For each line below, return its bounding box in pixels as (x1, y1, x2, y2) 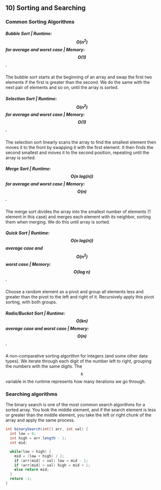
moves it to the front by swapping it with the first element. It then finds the (5, 144, 154, 150)
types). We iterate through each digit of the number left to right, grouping (5, 358, 152, 364)
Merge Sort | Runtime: (5, 166, 51, 172)
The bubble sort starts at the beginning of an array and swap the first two (5, 74, 152, 80)
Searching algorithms (5, 391, 58, 397)
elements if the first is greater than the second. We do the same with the (5, 79, 150, 85)
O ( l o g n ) (73, 269, 91, 275)
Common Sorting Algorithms (5, 19, 75, 25)
